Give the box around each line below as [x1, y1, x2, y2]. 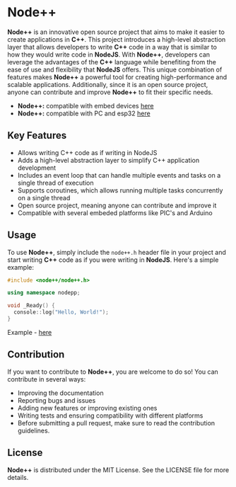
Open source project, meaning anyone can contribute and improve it [17, 201, 217, 210]
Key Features [7, 130, 67, 142]
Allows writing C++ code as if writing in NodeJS [17, 148, 158, 156]
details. [7, 473, 29, 481]
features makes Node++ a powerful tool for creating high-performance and [7, 72, 228, 81]
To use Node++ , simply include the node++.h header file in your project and [7, 248, 226, 256]
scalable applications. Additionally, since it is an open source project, [7, 80, 208, 88]
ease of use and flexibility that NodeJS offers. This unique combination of [7, 65, 223, 74]
